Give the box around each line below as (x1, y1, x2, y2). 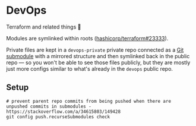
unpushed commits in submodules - (6, 103, 92, 109)
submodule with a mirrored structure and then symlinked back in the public (6, 52, 190, 59)
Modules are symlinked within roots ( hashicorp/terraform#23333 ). (6, 34, 169, 42)
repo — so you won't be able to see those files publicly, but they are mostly (6, 59, 191, 66)
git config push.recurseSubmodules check (6, 114, 110, 119)
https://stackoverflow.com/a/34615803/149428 (6, 108, 121, 115)
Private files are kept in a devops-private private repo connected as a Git (6, 46, 184, 53)
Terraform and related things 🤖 (6, 23, 81, 30)
